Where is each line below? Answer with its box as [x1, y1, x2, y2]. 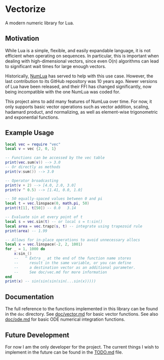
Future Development [5, 331, 70, 339]
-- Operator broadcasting [5, 178, 58, 183]
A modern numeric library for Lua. [5, 20, 74, 26]
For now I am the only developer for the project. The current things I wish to [5, 344, 159, 350]
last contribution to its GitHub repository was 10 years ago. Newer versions [5, 78, 158, 84]
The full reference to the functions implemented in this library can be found [5, 306, 158, 312]
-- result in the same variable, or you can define [14, 260, 132, 265]
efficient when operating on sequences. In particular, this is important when [5, 53, 159, 59]
